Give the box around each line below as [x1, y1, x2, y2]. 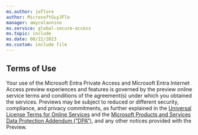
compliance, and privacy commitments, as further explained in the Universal [6, 104, 192, 111]
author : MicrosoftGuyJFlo [6, 14, 70, 20]
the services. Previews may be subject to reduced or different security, [6, 98, 179, 105]
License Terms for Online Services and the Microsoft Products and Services [6, 111, 191, 118]
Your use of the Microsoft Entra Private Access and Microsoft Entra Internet [6, 79, 190, 86]
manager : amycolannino [6, 20, 62, 25]
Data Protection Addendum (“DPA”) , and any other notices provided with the [6, 117, 192, 124]
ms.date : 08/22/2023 [6, 36, 57, 42]
